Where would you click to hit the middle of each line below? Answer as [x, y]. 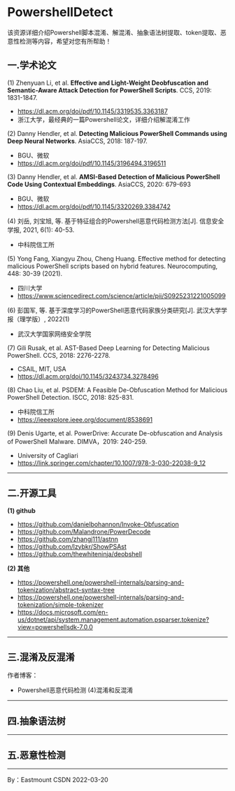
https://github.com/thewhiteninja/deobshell [79, 554]
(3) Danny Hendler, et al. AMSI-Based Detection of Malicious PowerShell [114, 176]
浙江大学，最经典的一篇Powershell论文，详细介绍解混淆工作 [104, 119]
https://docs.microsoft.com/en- [63, 612]
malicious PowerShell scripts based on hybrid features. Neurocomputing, [113, 266]
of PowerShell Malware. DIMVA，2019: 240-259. [77, 441]
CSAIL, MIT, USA [42, 369]
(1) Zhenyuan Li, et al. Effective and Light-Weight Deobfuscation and [108, 83]
